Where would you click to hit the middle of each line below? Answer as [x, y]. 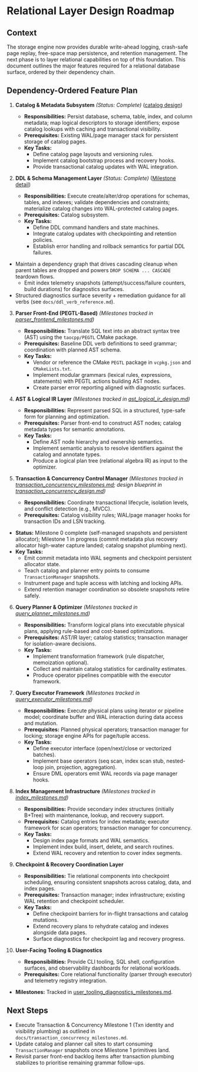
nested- [176, 761]
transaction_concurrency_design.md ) [60, 491]
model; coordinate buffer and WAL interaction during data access [103, 716]
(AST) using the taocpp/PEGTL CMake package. [81, 337]
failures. [42, 252]
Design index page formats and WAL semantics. [91, 840]
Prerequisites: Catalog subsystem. [67, 215]
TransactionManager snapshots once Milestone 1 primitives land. [93, 1050]
